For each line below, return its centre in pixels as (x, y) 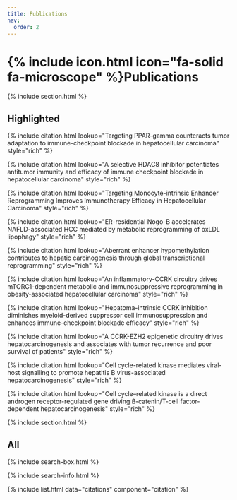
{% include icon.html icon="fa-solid (115, 62)
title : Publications (38, 14)
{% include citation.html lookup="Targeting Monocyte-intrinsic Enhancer (113, 193)
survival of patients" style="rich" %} (60, 352)
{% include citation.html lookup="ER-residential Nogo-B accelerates (107, 222)
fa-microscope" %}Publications (103, 77)
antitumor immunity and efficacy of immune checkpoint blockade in (105, 172)
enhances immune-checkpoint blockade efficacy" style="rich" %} (103, 323)
